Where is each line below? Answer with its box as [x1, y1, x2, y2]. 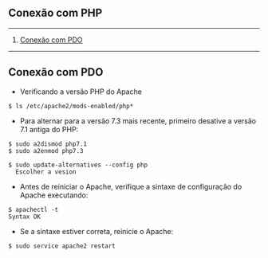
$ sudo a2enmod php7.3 [8, 147, 84, 154]
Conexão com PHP [8, 6, 103, 20]
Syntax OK [8, 213, 41, 221]
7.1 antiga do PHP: [19, 124, 79, 134]
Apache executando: [19, 190, 89, 200]
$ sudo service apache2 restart [8, 242, 116, 250]
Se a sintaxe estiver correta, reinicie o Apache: [19, 226, 174, 236]
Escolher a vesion [15, 167, 77, 176]
